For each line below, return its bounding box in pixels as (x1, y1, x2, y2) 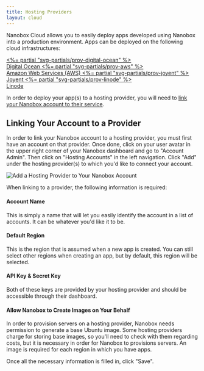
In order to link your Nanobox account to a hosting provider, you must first (6, 134, 192, 142)
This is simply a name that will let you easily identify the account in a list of (6, 211, 194, 218)
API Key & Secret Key (6, 272, 61, 279)
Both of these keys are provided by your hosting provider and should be (6, 286, 187, 293)
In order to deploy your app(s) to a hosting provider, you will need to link (6, 94, 188, 101)
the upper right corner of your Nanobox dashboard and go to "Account (6, 147, 184, 154)
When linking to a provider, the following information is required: (6, 184, 167, 191)
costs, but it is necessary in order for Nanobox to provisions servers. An (6, 339, 187, 347)
